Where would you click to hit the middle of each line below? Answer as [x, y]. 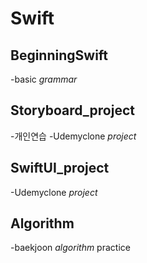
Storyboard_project [72, 110]
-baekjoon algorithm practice [70, 248]
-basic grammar [44, 79]
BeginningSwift [59, 55]
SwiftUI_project [60, 168]
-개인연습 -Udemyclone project [73, 136]
